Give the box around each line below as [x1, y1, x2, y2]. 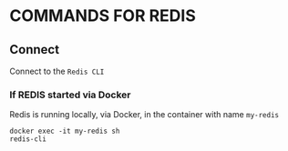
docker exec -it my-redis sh [9, 126, 120, 136]
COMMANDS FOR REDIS [9, 5, 196, 26]
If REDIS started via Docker [9, 88, 131, 101]
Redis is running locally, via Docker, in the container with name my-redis [9, 109, 280, 120]
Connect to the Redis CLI [9, 65, 105, 76]
